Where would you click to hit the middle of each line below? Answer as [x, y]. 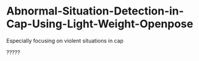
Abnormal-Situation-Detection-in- [95, 11]
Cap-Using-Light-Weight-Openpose [100, 24]
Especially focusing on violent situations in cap [65, 40]
